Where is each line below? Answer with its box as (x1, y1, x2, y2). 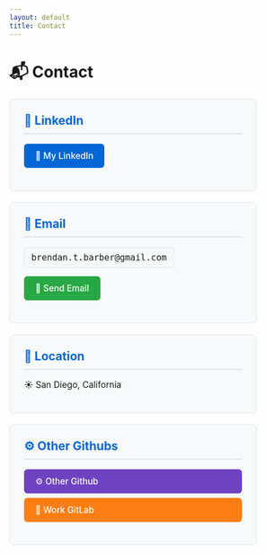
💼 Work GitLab (35, 505, 94, 516)
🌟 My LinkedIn (35, 150, 94, 163)
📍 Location (23, 348, 85, 364)
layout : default (9, 13, 70, 22)
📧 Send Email (35, 282, 90, 294)
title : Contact (9, 21, 66, 31)
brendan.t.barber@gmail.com (31, 251, 167, 263)
